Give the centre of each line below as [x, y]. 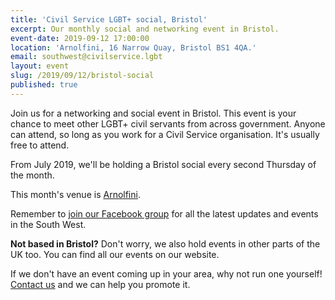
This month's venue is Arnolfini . [75, 194]
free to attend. [40, 145]
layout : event [40, 66]
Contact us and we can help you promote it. [100, 284]
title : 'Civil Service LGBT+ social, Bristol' [109, 19]
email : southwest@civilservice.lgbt [86, 57]
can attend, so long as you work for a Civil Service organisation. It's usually [165, 134]
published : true [44, 85]
